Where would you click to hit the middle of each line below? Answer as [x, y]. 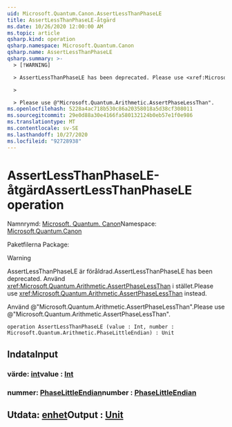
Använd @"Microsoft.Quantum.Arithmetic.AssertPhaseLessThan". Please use [116, 307]
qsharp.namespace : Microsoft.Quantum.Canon [71, 46]
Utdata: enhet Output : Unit [65, 415]
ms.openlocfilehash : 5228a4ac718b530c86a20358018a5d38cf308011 [100, 109]
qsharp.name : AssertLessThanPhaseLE [60, 53]
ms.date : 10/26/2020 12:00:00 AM [55, 26]
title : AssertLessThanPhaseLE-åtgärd [61, 20]
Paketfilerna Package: [38, 245]
